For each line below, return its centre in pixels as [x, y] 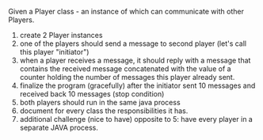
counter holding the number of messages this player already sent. [127, 77]
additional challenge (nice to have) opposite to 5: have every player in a [136, 119]
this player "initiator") [54, 52]
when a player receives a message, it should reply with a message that [135, 60]
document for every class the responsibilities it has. [104, 111]
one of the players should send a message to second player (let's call [133, 44]
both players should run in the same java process [100, 102]
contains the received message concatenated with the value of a [125, 69]
